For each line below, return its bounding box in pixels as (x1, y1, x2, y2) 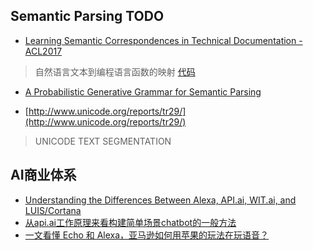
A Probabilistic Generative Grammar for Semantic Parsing (24, 85, 262, 98)
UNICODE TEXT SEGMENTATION (34, 135, 172, 147)
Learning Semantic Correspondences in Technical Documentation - (24, 34, 303, 46)
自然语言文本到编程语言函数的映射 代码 (34, 65, 196, 78)
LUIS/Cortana (24, 204, 82, 216)
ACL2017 (24, 45, 63, 57)
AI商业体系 (10, 167, 77, 184)
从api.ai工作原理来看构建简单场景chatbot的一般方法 (24, 216, 237, 228)
